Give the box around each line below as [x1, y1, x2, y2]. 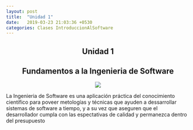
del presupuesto [6, 117, 45, 124]
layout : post [6, 8, 38, 15]
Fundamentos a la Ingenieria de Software [22, 66, 174, 76]
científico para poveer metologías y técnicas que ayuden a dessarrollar [6, 99, 177, 106]
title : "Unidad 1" [6, 14, 54, 20]
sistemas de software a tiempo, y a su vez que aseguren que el [6, 105, 158, 112]
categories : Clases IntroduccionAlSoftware [6, 24, 114, 31]
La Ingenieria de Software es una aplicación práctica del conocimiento [6, 93, 175, 100]
